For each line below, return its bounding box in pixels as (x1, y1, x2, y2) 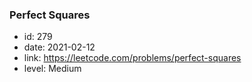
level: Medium (23, 63, 82, 75)
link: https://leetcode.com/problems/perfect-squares (23, 52, 242, 64)
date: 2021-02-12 (23, 41, 96, 53)
